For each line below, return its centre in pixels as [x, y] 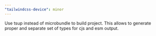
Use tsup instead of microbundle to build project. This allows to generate [78, 23]
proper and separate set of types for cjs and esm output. [62, 28]
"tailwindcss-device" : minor [34, 9]
